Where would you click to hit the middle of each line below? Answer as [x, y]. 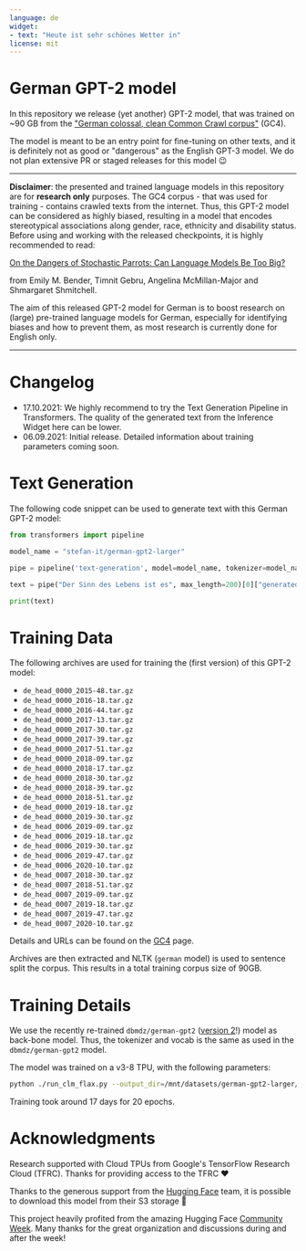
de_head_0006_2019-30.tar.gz [78, 846]
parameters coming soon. [71, 447]
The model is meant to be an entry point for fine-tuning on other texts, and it [153, 142]
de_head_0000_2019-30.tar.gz [78, 817]
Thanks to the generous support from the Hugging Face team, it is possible [150, 1192]
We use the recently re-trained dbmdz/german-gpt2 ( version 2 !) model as [143, 1030]
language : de [34, 18]
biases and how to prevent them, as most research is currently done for [143, 327]
